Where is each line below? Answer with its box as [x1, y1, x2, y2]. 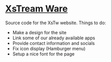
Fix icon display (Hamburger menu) [12, 45, 86, 51]
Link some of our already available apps [12, 35, 95, 41]
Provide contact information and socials [12, 40, 95, 46]
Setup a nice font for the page [12, 51, 75, 57]
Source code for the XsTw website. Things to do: [5, 20, 106, 26]
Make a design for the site [12, 29, 67, 35]
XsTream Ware [5, 3, 68, 15]
